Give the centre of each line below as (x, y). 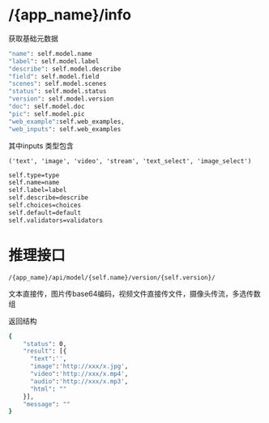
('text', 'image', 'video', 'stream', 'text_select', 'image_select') (130, 161)
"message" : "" (47, 404)
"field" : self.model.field (54, 76)
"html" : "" (48, 389)
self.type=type (34, 175)
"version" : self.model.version (61, 99)
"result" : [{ (45, 351)
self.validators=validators (56, 220)
